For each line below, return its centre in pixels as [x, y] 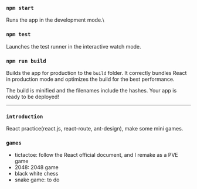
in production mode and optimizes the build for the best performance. [90, 79]
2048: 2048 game [36, 167]
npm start [20, 8]
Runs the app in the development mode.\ [55, 20]
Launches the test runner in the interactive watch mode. [74, 46]
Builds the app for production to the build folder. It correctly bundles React [96, 73]
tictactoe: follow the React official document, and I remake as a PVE [96, 155]
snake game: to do [37, 180]
